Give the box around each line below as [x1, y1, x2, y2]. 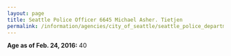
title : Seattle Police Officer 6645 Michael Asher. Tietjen [7, 16, 184, 23]
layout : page [7, 10, 45, 17]
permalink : [7, 23, 38, 29]
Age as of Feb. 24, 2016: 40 [7, 42, 87, 50]
